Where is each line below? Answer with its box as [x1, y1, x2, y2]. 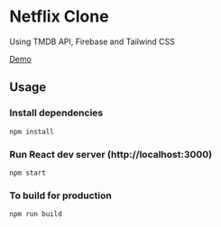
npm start [9, 168, 47, 177]
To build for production [9, 189, 113, 202]
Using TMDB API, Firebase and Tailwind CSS [9, 36, 176, 47]
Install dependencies [9, 106, 104, 119]
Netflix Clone [9, 6, 110, 27]
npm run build [9, 210, 63, 219]
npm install [9, 127, 54, 136]
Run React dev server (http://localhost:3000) [9, 148, 213, 160]
